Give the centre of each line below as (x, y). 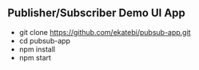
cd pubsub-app (45, 41)
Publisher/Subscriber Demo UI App (96, 13)
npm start (35, 57)
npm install (37, 49)
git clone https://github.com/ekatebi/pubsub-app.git (105, 32)
